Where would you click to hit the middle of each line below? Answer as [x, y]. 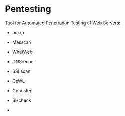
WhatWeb [22, 52]
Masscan [22, 42]
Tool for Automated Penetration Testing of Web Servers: [63, 23]
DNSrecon [23, 61]
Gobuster [22, 90]
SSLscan [21, 71]
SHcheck [22, 100]
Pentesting [28, 9]
